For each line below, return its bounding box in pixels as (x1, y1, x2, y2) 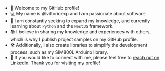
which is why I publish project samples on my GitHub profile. (10, 36, 138, 42)
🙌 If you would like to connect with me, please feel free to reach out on (10, 55, 160, 60)
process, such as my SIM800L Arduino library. (10, 49, 109, 55)
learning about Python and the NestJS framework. (10, 23, 114, 29)
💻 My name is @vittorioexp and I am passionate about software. (10, 11, 147, 16)
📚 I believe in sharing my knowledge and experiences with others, (10, 29, 151, 35)
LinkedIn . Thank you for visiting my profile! (10, 60, 100, 66)
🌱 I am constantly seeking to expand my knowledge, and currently (10, 18, 150, 24)
